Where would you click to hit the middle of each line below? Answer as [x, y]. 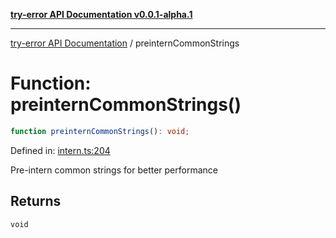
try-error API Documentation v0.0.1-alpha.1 [101, 14]
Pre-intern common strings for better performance [114, 170]
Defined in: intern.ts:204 [60, 150]
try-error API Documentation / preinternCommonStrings [125, 43]
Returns [36, 201]
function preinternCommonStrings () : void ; [100, 131]
